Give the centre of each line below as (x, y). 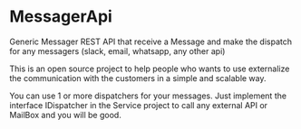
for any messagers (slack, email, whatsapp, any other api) (117, 51)
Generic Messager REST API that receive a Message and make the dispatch (151, 41)
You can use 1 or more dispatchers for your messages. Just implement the (148, 96)
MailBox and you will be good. (66, 115)
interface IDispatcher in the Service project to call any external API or (139, 105)
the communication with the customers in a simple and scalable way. (138, 78)
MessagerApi (61, 17)
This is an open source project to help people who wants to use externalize (150, 69)
